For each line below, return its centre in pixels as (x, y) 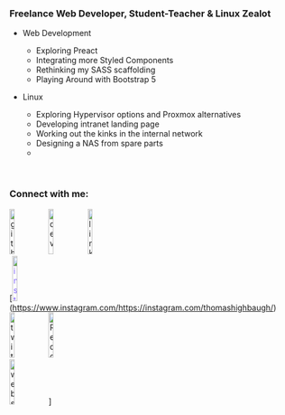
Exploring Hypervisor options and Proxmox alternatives (138, 115)
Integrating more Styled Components (105, 61)
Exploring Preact (67, 51)
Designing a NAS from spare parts (100, 144)
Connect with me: (49, 194)
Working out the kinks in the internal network (119, 134)
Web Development (57, 33)
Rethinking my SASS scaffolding (96, 70)
